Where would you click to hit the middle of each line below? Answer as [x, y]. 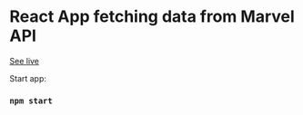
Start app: [28, 78]
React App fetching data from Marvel [152, 17]
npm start [31, 101]
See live [24, 61]
